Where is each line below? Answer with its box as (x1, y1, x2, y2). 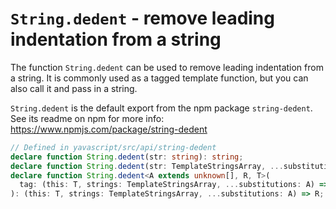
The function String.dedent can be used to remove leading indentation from (10, 61, 324, 73)
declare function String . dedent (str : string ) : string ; (10, 152, 244, 162)
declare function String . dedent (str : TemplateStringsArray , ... (10, 161, 284, 171)
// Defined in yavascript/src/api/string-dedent (10, 142, 217, 152)
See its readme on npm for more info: (10, 112, 165, 124)
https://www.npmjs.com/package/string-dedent (10, 123, 208, 135)
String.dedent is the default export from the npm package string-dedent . (10, 102, 313, 114)
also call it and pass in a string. (10, 82, 138, 94)
